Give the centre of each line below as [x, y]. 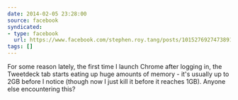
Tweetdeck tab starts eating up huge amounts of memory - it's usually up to [118, 74]
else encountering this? [41, 89]
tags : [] [20, 46]
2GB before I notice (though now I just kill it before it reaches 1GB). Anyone [117, 81]
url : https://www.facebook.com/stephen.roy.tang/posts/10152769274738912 [125, 40]
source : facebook [33, 20]
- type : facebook [33, 33]
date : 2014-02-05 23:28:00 [47, 14]
